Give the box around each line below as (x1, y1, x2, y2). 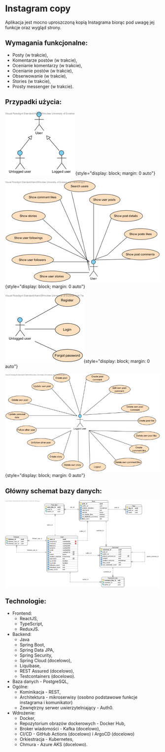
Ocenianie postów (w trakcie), (12, 68, 73, 74)
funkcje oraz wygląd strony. (5, 24, 62, 30)
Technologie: (5, 597, 47, 605)
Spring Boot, (19, 641, 45, 647)
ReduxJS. (19, 626, 39, 632)
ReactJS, (19, 615, 38, 621)
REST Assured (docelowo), (19, 668, 74, 674)
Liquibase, (19, 663, 41, 669)
